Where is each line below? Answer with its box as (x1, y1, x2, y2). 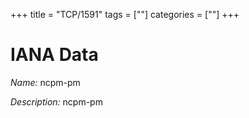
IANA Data (10, 44, 99, 66)
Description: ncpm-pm (10, 95, 103, 108)
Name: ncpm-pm (10, 76, 81, 88)
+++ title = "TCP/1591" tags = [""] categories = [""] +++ (10, 9, 240, 20)
